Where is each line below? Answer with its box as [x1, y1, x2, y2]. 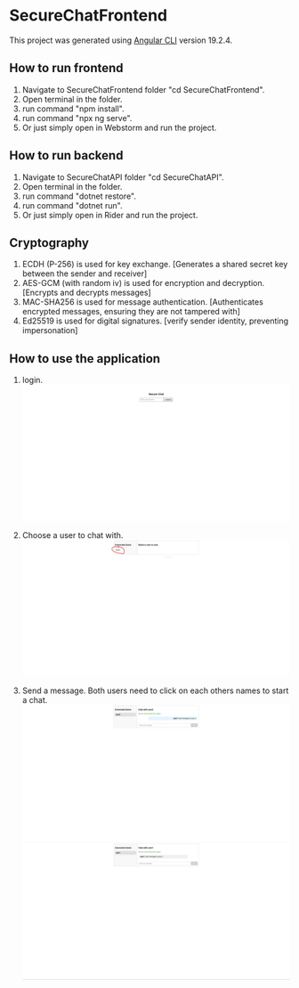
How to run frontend [9, 61, 124, 76]
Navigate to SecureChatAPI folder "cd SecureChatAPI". [21, 171, 224, 183]
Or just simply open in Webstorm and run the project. [21, 122, 217, 133]
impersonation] [21, 325, 78, 336]
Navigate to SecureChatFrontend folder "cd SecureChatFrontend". [21, 84, 265, 94]
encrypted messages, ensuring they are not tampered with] [21, 306, 240, 317]
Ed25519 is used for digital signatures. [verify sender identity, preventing [21, 315, 289, 326]
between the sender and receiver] [21, 268, 148, 279]
